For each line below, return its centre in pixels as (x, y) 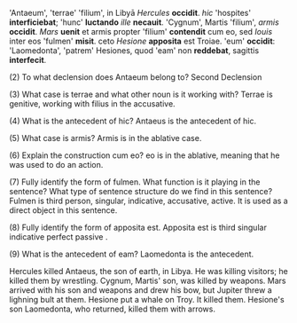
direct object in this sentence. (63, 210)
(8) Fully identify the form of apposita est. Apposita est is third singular (138, 227)
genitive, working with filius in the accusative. (92, 104)
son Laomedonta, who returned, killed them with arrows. (112, 309)
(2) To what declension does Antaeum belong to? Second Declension (136, 77)
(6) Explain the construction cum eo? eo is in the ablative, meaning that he (145, 155)
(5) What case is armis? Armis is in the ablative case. (106, 138)
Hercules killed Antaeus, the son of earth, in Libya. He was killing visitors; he (148, 271)
